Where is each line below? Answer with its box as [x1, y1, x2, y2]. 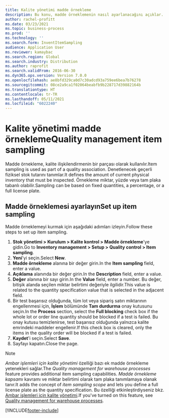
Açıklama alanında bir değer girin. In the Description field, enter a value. [12, 271, 162, 277]
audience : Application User [5, 45, 65, 50]
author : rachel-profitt [5, 17, 55, 22]
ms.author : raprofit [5, 64, 49, 69]
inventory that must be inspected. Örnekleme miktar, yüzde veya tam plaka [5, 177, 161, 183]
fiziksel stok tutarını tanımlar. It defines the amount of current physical [5, 172, 150, 178]
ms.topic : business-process [5, 26, 65, 31]
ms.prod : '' [5, 31, 30, 36]
